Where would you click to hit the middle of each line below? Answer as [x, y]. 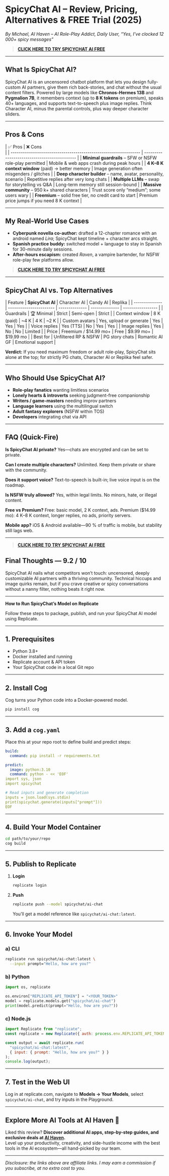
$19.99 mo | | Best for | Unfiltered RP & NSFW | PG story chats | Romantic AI [84, 337]
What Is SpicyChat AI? [41, 70]
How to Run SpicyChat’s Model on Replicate [52, 603]
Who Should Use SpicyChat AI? [55, 378]
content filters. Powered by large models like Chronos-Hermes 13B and [79, 92]
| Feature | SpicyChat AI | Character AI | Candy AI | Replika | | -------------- [84, 302]
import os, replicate [28, 987]
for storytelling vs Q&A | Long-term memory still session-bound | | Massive [83, 184]
